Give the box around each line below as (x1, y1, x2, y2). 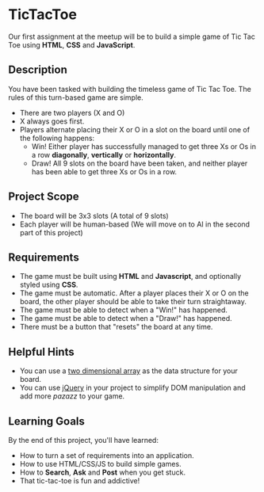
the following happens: (19, 133, 95, 143)
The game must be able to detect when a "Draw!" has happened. (19, 314, 232, 323)
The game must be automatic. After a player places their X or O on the (19, 288, 250, 298)
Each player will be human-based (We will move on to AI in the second (19, 219, 251, 229)
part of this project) (19, 227, 83, 237)
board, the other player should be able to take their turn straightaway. (19, 297, 247, 307)
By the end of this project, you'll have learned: (8, 436, 159, 444)
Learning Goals (8, 414, 86, 428)
